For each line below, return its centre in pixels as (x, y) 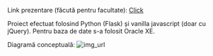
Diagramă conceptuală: (41, 44)
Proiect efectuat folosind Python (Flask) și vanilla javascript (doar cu (107, 23)
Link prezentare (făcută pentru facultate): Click (75, 10)
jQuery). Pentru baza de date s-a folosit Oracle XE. (81, 31)
